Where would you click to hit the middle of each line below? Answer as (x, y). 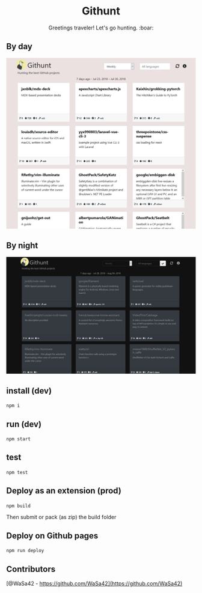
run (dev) (24, 424)
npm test (17, 472)
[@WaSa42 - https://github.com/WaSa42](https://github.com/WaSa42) (94, 583)
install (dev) (29, 391)
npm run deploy (25, 551)
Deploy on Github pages (52, 536)
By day (20, 47)
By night (22, 245)
